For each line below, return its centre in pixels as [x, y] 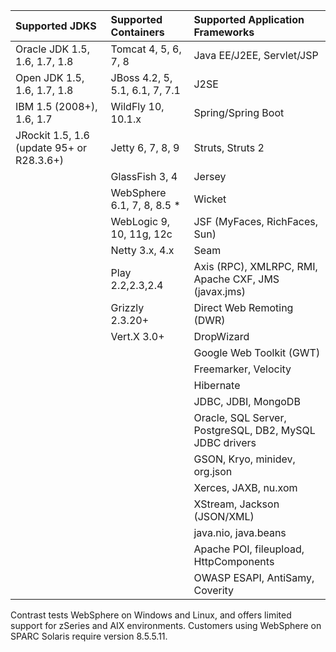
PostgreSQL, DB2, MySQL [254, 430]
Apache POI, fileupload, [249, 549]
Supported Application [249, 19]
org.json [213, 471]
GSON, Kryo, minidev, [244, 459]
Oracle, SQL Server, [240, 417]
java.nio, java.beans [240, 532]
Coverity [214, 590]
